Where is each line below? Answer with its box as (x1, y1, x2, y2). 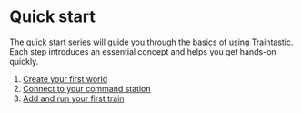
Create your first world (22, 73, 108, 84)
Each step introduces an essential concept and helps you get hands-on (9, 46, 277, 56)
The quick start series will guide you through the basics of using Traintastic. (9, 36, 294, 47)
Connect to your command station (22, 83, 151, 94)
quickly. (9, 56, 39, 67)
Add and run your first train (22, 93, 125, 104)
